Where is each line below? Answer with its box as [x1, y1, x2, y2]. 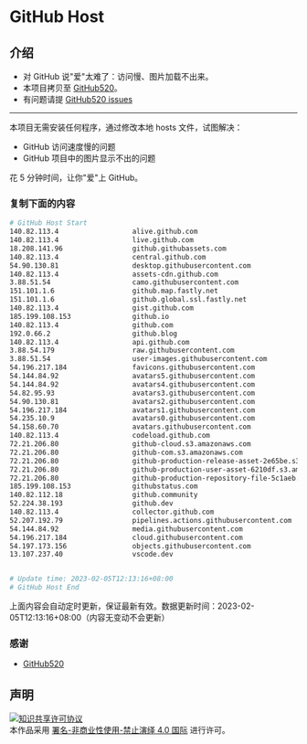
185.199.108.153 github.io [9, 312, 170, 321]
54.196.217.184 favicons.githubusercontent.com [9, 363, 256, 372]
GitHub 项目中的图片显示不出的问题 [22, 153, 156, 164]
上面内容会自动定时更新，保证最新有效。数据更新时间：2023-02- [9, 601, 255, 611]
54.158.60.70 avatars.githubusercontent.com [9, 422, 251, 431]
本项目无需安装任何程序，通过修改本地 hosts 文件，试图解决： [9, 122, 243, 133]
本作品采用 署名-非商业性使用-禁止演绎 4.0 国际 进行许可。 [9, 725, 230, 736]
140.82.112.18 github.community [9, 491, 198, 500]
